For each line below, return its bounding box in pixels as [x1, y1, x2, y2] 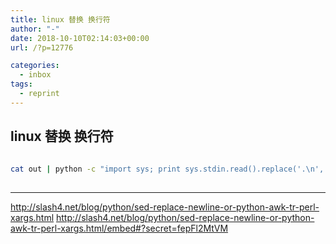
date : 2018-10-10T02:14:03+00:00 [10, 33, 150, 43]
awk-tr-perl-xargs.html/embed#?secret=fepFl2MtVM [10, 222, 229, 235]
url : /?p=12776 [10, 42, 74, 53]
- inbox [19, 70, 52, 80]
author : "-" [10, 24, 60, 34]
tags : [10, 79, 33, 90]
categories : [10, 61, 60, 71]
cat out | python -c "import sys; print [10, 164, 182, 175]
